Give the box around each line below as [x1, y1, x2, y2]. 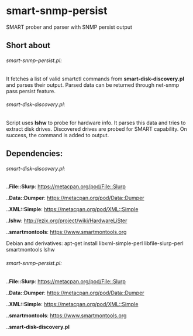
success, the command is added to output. [6, 131, 109, 138]
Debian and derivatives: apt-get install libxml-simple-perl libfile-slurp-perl [6, 240, 184, 247]
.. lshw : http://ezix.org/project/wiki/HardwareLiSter [6, 217, 127, 224]
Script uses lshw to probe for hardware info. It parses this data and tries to [6, 119, 186, 126]
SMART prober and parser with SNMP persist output [6, 23, 133, 30]
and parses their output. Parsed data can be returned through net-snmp [6, 81, 180, 89]
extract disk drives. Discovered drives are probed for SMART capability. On [6, 125, 187, 133]
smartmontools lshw [6, 246, 55, 253]
